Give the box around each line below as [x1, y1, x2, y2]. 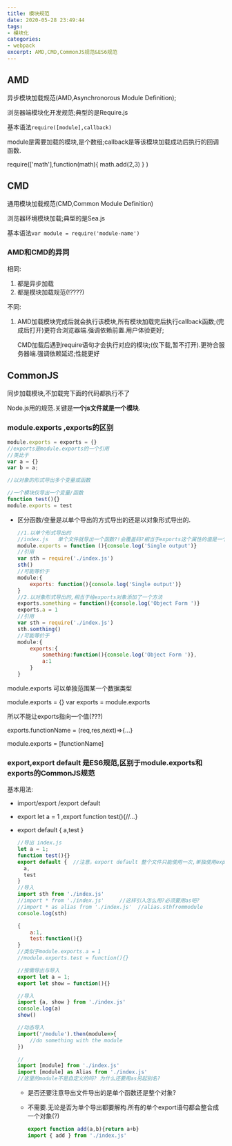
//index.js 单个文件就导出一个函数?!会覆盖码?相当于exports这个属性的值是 [17, 536, 217, 543]
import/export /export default [17, 799, 101, 807]
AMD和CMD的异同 [7, 247, 70, 257]
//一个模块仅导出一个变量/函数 [7, 489, 84, 496]
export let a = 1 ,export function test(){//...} [17, 813, 138, 821]
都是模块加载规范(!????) [17, 288, 85, 296]
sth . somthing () [17, 626, 61, 632]
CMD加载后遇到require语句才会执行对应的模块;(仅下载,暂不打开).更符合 [17, 340, 219, 349]
